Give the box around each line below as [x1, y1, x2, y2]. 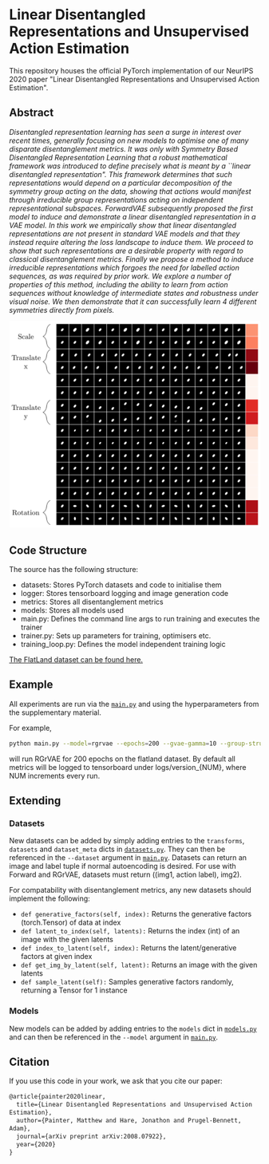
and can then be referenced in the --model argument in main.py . [9, 1032, 219, 1042]
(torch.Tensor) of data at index [20, 917, 121, 927]
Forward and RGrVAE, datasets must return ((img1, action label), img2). [9, 870, 242, 879]
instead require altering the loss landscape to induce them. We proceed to [9, 237, 254, 247]
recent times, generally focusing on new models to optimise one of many [9, 136, 249, 145]
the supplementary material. [9, 708, 102, 717]
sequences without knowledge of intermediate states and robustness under [9, 288, 259, 298]
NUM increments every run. [9, 771, 101, 780]
